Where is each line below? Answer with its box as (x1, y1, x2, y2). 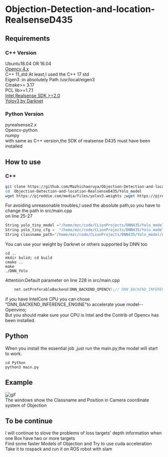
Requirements (5, 34, 50, 43)
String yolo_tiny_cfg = (5, 227, 55, 233)
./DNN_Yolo (5, 268, 28, 274)
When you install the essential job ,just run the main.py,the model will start (5, 345, 158, 351)
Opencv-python (5, 127, 38, 133)
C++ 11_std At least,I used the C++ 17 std (5, 71, 89, 77)
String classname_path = (5, 232, 55, 237)
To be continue (5, 417, 53, 425)
